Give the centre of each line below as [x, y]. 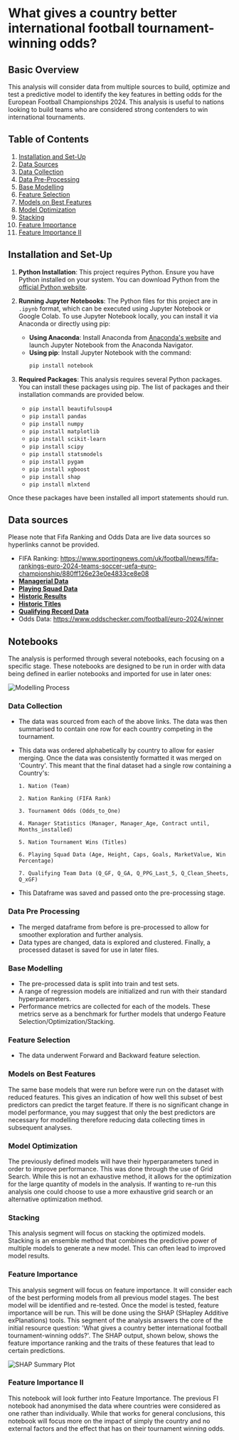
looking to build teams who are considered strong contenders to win [108, 109]
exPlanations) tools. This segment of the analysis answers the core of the [116, 1320]
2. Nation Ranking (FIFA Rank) [65, 799]
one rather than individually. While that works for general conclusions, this [117, 1413]
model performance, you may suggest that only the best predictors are [112, 1112]
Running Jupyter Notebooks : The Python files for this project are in [118, 301]
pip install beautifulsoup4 [70, 409]
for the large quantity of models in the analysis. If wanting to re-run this [112, 1183]
